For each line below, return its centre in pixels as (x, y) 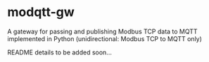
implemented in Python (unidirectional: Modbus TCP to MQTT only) (105, 38)
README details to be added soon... (60, 52)
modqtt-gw (41, 12)
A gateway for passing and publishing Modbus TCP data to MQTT (103, 31)
